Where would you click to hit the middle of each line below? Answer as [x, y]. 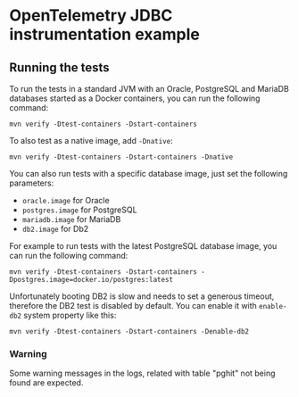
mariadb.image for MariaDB [71, 219]
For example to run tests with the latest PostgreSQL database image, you [143, 246]
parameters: [32, 183]
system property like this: [70, 315]
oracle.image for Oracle [66, 200]
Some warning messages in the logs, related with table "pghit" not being [142, 373]
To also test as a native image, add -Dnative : [91, 141]
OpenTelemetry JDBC [91, 16]
